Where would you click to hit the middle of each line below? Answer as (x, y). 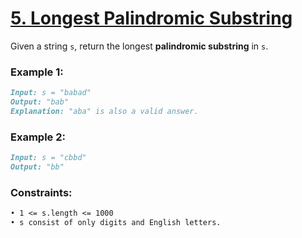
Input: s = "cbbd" (48, 158)
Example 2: (38, 137)
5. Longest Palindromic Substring (151, 18)
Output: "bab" (40, 102)
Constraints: (41, 192)
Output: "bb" (37, 167)
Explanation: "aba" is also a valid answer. (104, 111)
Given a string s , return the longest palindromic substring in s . (139, 46)
